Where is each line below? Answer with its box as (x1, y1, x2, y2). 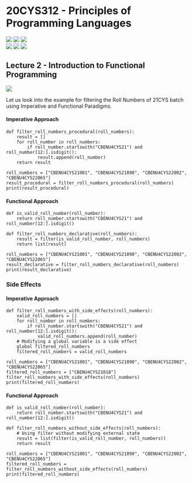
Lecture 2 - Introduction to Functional (6, 60, 145, 71)
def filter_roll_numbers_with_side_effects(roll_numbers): (6, 308, 153, 314)
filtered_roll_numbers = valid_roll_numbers (16, 349, 127, 355)
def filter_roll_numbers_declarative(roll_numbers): (6, 231, 138, 237)
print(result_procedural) (6, 185, 69, 191)
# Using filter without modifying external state (16, 430, 140, 437)
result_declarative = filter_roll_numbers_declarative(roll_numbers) (6, 262, 180, 268)
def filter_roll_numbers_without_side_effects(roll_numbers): (6, 426, 161, 431)
